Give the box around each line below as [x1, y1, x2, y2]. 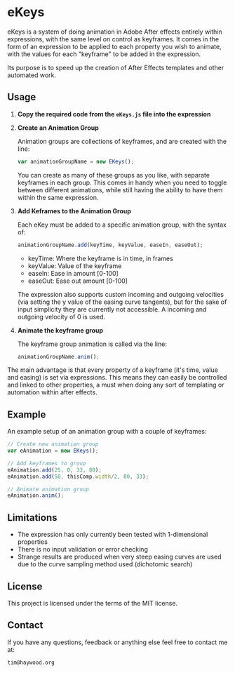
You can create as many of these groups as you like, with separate [17, 171, 210, 179]
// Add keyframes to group [7, 460, 86, 467]
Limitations [7, 512, 58, 524]
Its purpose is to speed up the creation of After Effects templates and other [7, 63, 224, 72]
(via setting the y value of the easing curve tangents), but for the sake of [17, 298, 227, 306]
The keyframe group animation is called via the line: [17, 340, 167, 348]
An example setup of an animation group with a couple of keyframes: [7, 427, 207, 436]
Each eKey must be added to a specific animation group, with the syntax [17, 220, 227, 229]
